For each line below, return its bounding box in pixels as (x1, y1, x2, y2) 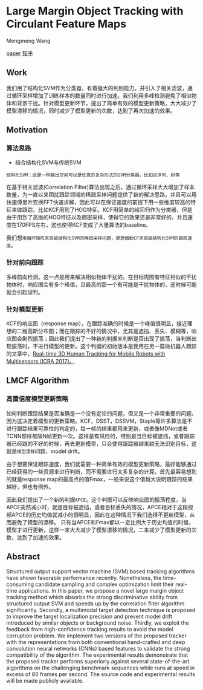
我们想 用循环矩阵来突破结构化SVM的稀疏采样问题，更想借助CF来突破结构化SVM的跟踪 (6, 234, 188, 241)
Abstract (6, 552, 40, 562)
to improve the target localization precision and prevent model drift (6, 613, 172, 620)
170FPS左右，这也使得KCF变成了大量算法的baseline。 (16, 221, 152, 229)
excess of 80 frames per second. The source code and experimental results (6, 670, 195, 678)
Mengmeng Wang (6, 37, 51, 44)
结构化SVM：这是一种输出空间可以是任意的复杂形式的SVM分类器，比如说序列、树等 (6, 172, 180, 178)
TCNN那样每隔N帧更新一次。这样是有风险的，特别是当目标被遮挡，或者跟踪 (6, 432, 195, 440)
